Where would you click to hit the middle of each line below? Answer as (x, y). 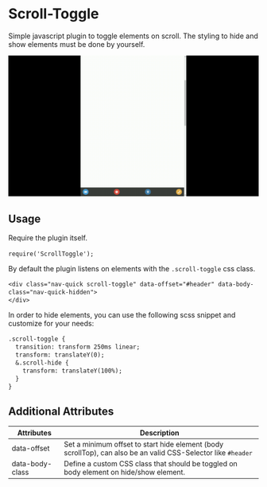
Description (160, 432)
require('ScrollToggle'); (51, 254)
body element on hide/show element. (124, 472)
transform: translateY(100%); (73, 371)
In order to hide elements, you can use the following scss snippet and (122, 315)
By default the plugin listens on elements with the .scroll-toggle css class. (132, 269)
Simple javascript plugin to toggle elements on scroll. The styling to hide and (133, 36)
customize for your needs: (51, 324)
